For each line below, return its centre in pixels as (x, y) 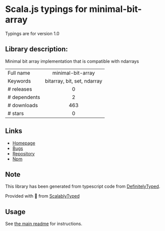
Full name (19, 73)
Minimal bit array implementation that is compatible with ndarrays (72, 61)
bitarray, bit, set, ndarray (74, 81)
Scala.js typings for (46, 9)
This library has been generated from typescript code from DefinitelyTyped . (83, 186)
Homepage (24, 143)
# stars (16, 113)
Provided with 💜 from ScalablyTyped (42, 196)
